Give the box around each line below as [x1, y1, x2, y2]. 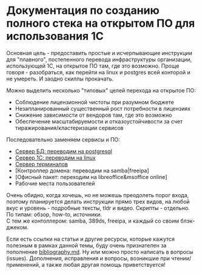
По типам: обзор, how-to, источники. [6, 210, 102, 218]
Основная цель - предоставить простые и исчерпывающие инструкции [6, 49, 192, 56]
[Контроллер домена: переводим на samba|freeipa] [15, 167, 150, 174]
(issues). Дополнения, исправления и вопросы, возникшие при [6, 255, 170, 262]
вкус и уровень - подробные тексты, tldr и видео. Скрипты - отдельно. [6, 204, 190, 212]
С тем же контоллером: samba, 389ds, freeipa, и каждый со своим [6, 217, 180, 224]
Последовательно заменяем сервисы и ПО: [6, 135, 120, 143]
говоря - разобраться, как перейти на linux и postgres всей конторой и [6, 68, 191, 76]
